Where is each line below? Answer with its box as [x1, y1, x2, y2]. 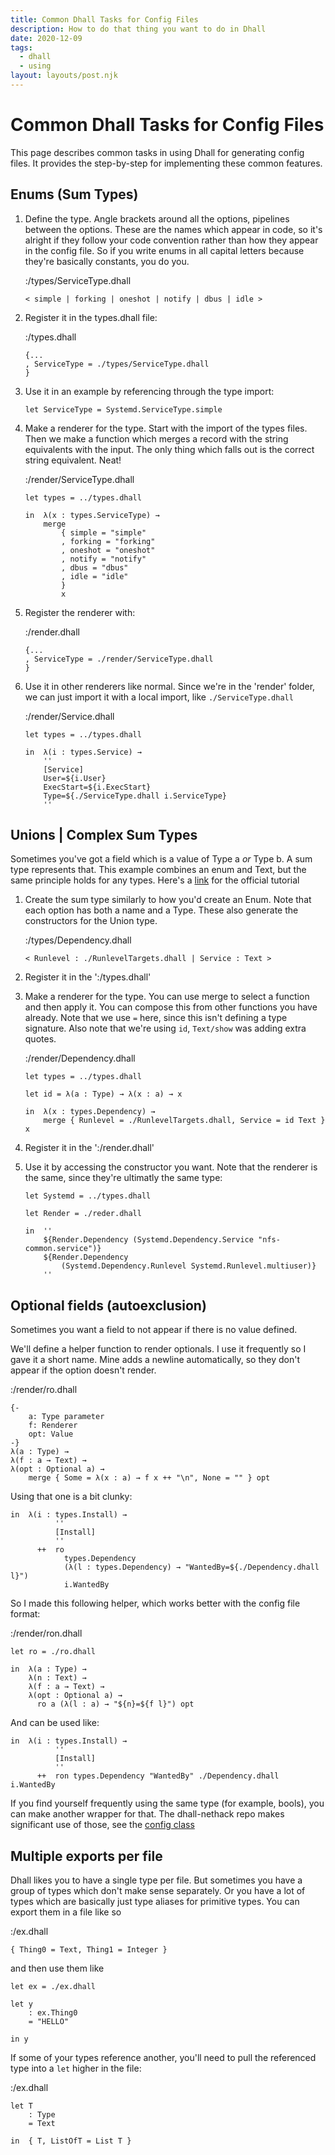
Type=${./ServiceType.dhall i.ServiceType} [43, 791, 227, 801]
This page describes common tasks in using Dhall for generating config [10, 146, 305, 158]
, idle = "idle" [61, 571, 129, 581]
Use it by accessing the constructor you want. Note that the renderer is [24, 1161, 318, 1173]
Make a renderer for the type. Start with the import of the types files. [24, 422, 308, 434]
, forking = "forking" [61, 536, 156, 546]
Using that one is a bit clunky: [10, 1491, 133, 1503]
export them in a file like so [10, 1906, 122, 1918]
